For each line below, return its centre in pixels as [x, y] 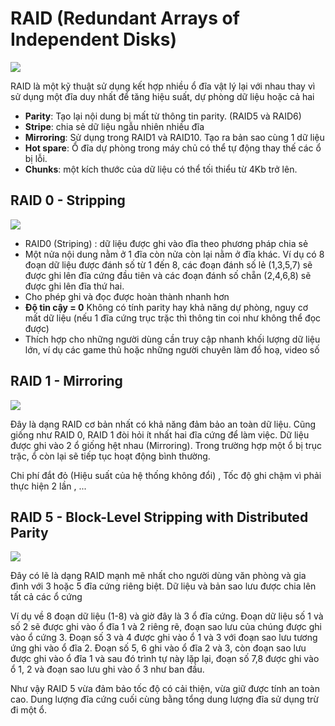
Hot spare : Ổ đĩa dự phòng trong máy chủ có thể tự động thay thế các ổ [173, 148]
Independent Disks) [93, 39]
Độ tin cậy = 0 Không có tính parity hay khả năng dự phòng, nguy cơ [166, 307]
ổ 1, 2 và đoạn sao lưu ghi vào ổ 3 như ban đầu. [107, 669]
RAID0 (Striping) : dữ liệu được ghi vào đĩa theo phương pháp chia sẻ [166, 243]
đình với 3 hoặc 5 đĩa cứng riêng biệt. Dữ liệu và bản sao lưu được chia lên [163, 586]
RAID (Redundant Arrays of [125, 18]
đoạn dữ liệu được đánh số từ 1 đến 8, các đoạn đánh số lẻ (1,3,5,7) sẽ [168, 264]
